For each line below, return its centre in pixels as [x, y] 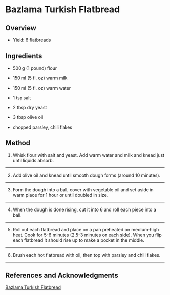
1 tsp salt [22, 98]
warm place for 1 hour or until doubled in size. [60, 195]
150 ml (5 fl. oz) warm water [42, 88]
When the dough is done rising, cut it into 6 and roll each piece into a [84, 209]
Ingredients [24, 56]
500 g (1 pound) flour [35, 68]
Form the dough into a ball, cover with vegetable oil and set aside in [83, 189]
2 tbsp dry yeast [30, 107]
